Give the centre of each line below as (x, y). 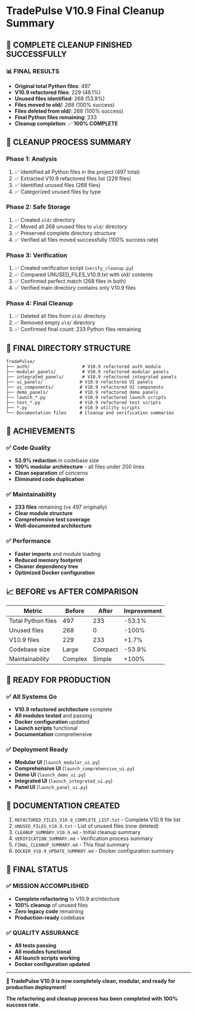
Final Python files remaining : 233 (56, 117)
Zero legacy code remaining (49, 911)
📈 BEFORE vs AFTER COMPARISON (72, 592)
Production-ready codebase (50, 917)
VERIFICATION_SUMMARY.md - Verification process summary (84, 838)
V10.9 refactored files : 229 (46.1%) (57, 92)
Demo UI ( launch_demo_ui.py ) (50, 775)
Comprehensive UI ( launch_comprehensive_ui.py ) (74, 768)
